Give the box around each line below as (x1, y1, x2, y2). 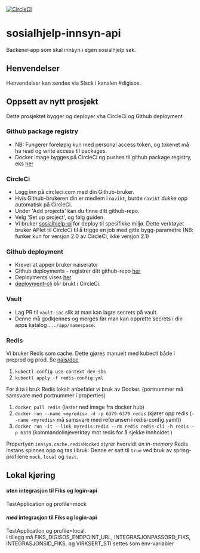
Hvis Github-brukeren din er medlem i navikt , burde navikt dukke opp (14, 194, 188, 202)
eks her (14, 160, 34, 167)
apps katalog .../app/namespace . (14, 321, 96, 328)
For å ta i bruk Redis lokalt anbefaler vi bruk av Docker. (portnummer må (6, 385, 184, 393)
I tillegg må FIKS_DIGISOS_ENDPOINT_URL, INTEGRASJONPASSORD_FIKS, (6, 533, 191, 540)
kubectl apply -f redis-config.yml (14, 375, 104, 381)
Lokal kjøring (6, 470, 56, 480)
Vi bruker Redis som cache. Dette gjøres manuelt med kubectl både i (6, 350, 175, 357)
